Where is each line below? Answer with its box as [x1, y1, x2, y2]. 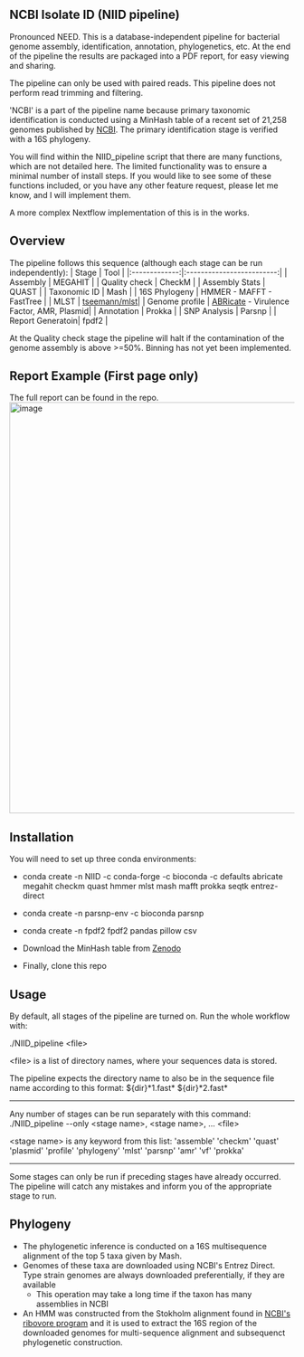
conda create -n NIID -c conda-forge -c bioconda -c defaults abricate [22, 871, 283, 882]
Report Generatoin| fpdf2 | [9, 315, 109, 326]
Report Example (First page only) [9, 368, 199, 384]
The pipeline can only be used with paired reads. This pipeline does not [9, 77, 276, 89]
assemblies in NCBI [35, 1298, 109, 1309]
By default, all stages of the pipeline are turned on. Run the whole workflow [9, 1011, 290, 1021]
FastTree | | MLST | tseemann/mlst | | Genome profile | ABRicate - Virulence [9, 296, 290, 307]
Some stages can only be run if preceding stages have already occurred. [9, 1172, 281, 1182]
